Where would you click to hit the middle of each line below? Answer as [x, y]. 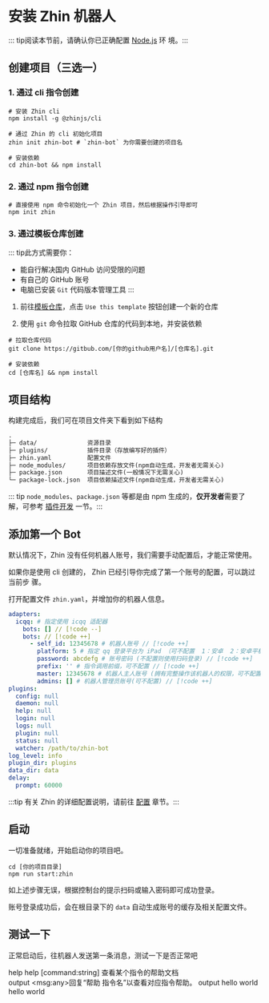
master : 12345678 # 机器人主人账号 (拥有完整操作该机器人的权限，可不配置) [151, 674]
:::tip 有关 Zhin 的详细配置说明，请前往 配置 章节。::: [94, 801]
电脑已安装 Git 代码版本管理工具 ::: [77, 290]
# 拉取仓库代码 [30, 340]
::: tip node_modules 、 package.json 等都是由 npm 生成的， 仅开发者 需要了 [127, 497]
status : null [37, 741]
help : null [34, 711]
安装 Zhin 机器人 [62, 16]
